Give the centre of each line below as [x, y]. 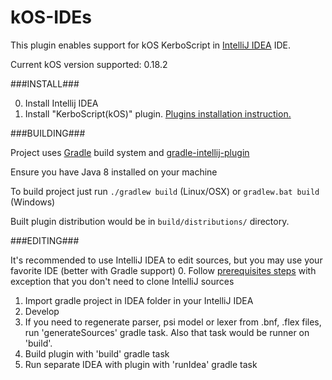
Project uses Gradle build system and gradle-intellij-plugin [130, 152]
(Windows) [33, 202]
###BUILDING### [48, 133]
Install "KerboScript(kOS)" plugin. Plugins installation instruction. [158, 113]
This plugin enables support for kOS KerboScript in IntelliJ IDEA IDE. [150, 45]
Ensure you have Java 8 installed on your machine [114, 172]
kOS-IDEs [51, 17]
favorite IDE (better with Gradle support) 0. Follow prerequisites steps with [163, 270]
